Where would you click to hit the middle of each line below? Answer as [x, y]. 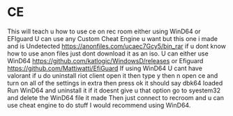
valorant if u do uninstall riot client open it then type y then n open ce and [113, 75]
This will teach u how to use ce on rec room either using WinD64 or [104, 31]
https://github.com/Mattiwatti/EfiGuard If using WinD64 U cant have [105, 68]
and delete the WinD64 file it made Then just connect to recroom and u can [116, 97]
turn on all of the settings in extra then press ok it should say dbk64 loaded [115, 83]
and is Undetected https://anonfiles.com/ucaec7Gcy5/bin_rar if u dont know [117, 46]
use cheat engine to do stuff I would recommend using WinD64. [99, 105]
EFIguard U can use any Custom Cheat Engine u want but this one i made [113, 38]
